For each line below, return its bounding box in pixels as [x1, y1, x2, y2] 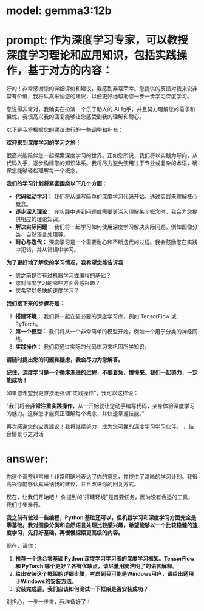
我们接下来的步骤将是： [6, 300, 65, 307]
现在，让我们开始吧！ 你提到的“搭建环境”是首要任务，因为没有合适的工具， [6, 493, 194, 501]
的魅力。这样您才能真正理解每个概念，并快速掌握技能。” [6, 410, 144, 417]
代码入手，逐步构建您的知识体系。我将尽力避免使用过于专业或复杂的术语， [6, 159, 192, 167]
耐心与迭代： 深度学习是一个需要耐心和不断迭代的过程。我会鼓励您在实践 [15, 238, 198, 246]
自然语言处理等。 [25, 231, 69, 238]
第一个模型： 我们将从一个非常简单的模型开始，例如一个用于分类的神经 [15, 328, 192, 335]
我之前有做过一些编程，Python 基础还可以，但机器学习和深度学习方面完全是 [6, 514, 197, 521]
